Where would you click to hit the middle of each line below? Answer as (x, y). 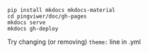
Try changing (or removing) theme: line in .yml (74, 42)
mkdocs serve (27, 23)
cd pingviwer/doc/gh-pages (47, 16)
